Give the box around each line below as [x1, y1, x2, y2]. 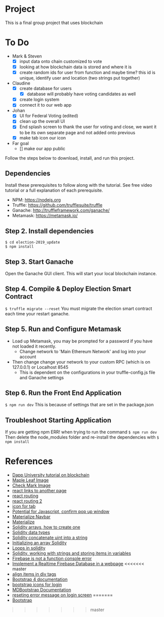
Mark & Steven [12, 53, 42, 59]
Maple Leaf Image [12, 477, 49, 483]
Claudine [12, 80, 30, 86]
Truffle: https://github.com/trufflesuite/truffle [12, 202, 103, 208]
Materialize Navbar [12, 514, 50, 520]
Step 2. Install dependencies [5, 227, 94, 235]
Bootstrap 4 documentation [12, 576, 68, 583]
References [5, 456, 53, 467]
